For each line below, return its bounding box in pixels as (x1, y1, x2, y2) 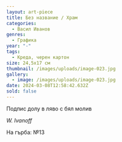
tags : (6, 49, 20, 55)
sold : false (6, 88, 37, 94)
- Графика (12, 37, 37, 43)
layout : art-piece (6, 9, 53, 15)
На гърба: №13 (6, 129, 45, 136)
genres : (6, 32, 26, 38)
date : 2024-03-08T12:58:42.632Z (6, 83, 88, 89)
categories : (6, 20, 37, 26)
